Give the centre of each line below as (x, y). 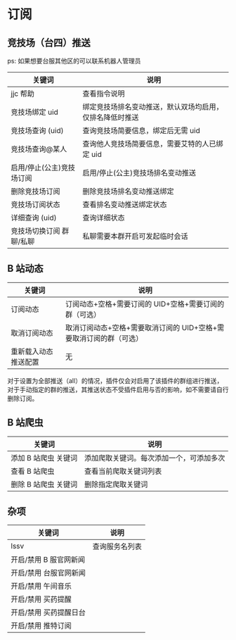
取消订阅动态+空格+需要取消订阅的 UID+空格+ (142, 327)
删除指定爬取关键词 (116, 484)
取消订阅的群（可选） (108, 338)
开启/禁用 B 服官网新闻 (48, 560)
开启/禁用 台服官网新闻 (48, 573)
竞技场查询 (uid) (37, 131)
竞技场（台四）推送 (49, 43)
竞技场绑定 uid (34, 112)
